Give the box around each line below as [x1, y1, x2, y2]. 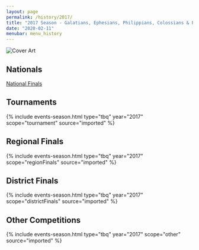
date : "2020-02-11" [6, 25, 54, 31]
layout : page [6, 8, 38, 15]
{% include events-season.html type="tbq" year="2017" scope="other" [6, 231, 181, 238]
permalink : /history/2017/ [6, 14, 73, 20]
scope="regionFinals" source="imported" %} [6, 159, 117, 166]
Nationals [6, 64, 43, 74]
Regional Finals [6, 137, 64, 147]
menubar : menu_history [6, 31, 62, 37]
